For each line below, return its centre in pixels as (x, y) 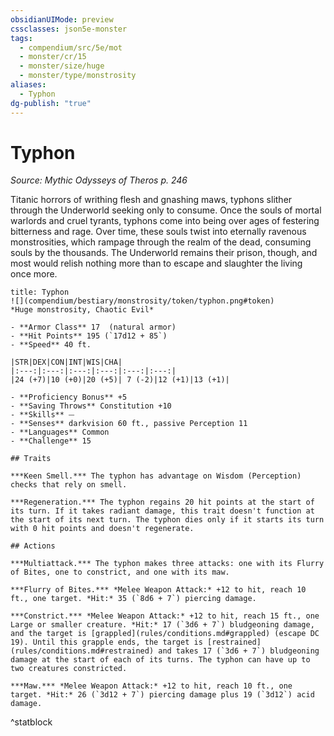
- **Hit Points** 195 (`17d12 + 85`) (89, 336)
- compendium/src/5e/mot (71, 47)
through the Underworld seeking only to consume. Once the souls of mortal (166, 210)
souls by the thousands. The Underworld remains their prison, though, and (164, 253)
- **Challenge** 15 (51, 441)
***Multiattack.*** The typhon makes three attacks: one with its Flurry (167, 564)
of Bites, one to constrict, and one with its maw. (120, 572)
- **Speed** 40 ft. (51, 345)
